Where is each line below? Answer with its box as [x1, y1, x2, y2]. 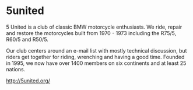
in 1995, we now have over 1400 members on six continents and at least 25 [6, 60, 187, 67]
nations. [6, 65, 26, 72]
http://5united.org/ [6, 77, 51, 84]
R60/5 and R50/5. [6, 36, 48, 43]
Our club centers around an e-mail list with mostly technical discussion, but [6, 47, 187, 54]
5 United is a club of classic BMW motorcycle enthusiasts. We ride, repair [6, 23, 183, 30]
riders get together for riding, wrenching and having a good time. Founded [6, 53, 185, 60]
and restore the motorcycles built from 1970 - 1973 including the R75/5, [6, 29, 177, 36]
